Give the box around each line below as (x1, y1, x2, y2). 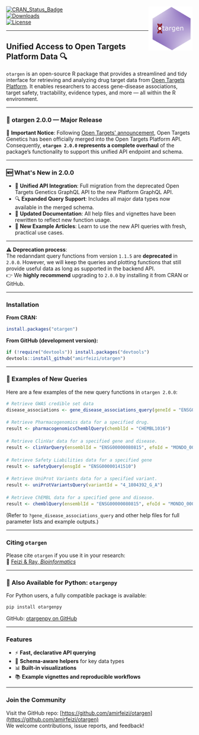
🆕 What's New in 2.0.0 (6, 169, 75, 177)
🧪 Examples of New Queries (6, 375, 88, 383)
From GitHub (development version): (6, 337, 98, 344)
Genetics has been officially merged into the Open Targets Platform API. (6, 135, 182, 142)
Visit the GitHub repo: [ (6, 709, 62, 717)
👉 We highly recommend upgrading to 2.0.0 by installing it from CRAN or (6, 271, 189, 278)
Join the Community (6, 696, 66, 704)
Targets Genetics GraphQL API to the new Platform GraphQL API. (14, 188, 174, 195)
